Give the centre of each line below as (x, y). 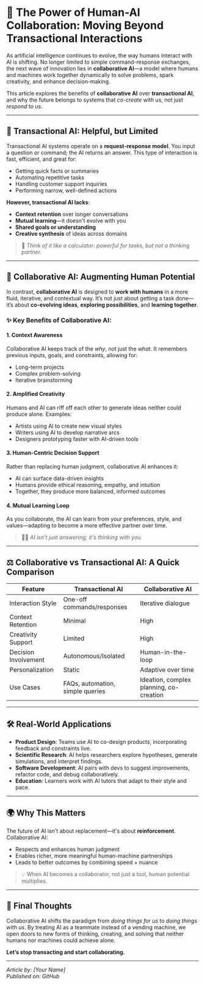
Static (72, 670)
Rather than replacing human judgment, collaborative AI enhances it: (92, 467)
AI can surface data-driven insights (59, 478)
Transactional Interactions (74, 39)
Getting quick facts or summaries (57, 171)
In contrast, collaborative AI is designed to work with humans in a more (97, 292)
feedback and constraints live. (53, 748)
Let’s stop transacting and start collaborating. (66, 952)
